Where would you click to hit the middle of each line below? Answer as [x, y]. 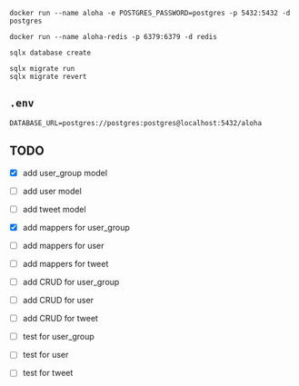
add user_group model [65, 173]
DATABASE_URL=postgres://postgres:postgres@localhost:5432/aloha [135, 123]
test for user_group [59, 337]
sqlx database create [50, 53]
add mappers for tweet [65, 263]
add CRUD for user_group [71, 282]
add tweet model [54, 209]
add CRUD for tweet [60, 319]
